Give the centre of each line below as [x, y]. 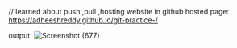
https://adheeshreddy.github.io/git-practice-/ [83, 20]
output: [20, 36]
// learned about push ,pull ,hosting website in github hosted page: [119, 12]
